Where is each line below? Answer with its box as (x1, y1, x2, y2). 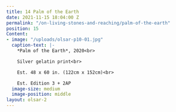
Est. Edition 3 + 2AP (17, 80, 71, 86)
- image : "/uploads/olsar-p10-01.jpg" (6, 37, 103, 43)
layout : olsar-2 (6, 97, 47, 103)
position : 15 (6, 25, 39, 32)
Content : (6, 31, 28, 37)
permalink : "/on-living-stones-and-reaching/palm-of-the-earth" (6, 20, 171, 26)
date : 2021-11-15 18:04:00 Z (6, 14, 79, 20)
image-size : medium (11, 86, 61, 92)
